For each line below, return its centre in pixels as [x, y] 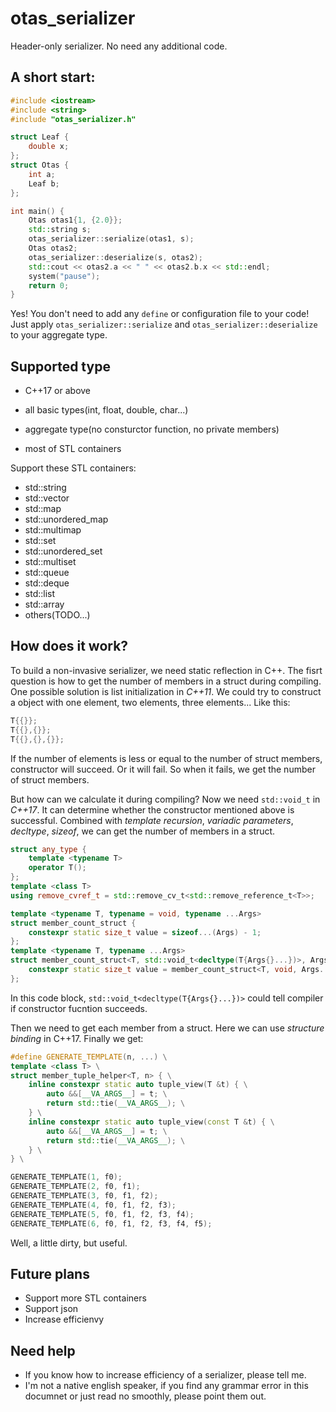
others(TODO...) [57, 615]
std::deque [47, 583]
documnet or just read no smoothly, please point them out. [145, 1396]
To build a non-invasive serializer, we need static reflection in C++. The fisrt [166, 670]
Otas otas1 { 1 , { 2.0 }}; [75, 220]
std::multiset [50, 562]
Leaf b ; [44, 183]
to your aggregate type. [59, 335]
